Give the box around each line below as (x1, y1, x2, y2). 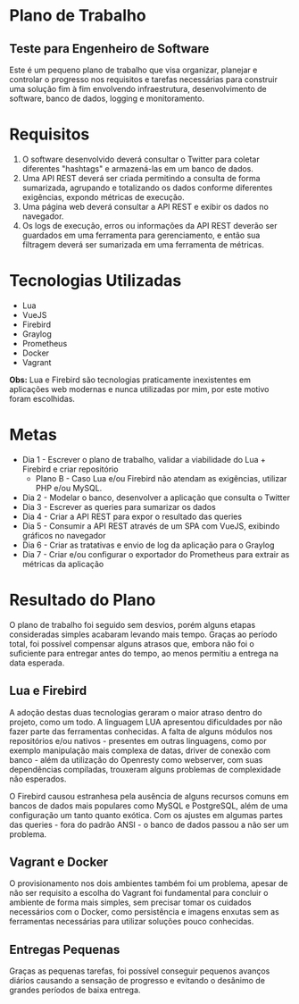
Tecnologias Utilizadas (9, 271, 182, 291)
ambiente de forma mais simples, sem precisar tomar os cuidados (9, 897, 252, 908)
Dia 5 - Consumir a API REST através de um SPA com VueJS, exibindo (21, 520, 280, 531)
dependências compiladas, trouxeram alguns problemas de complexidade (9, 764, 281, 774)
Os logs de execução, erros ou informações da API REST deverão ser (21, 220, 278, 230)
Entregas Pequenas (9, 941, 120, 957)
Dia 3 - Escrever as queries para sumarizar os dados (21, 501, 216, 512)
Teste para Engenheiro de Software (9, 41, 210, 56)
